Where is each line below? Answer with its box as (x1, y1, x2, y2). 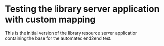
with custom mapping (5, 14, 96, 25)
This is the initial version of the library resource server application (5, 30, 138, 36)
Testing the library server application (5, 3, 160, 15)
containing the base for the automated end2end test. (5, 35, 112, 41)
